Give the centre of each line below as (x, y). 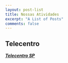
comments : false (22, 24)
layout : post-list (24, 10)
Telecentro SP (20, 56)
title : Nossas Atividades (32, 14)
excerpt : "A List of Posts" (34, 19)
